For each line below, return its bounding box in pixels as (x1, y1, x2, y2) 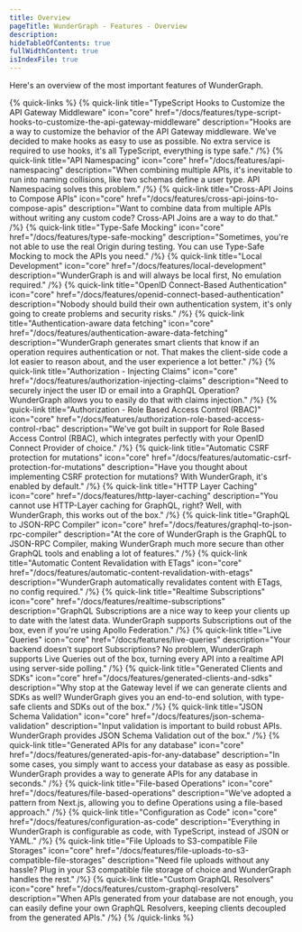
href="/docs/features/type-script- (154, 107, 282, 117)
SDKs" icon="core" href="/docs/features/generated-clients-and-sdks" (9, 673, 273, 683)
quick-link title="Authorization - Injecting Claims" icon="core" (9, 366, 238, 376)
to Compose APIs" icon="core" (9, 193, 124, 204)
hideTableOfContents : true (9, 38, 111, 48)
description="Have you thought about (106, 462, 248, 472)
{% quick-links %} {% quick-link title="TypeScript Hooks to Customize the (9, 97, 286, 108)
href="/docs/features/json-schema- (131, 711, 265, 722)
